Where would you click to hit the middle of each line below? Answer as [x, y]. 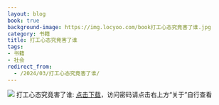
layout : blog [27, 14]
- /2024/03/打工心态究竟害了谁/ [57, 73]
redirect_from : [30, 67]
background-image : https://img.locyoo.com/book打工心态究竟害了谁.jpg [109, 27]
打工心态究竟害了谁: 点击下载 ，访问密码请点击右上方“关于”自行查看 [114, 94]
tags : [15, 47]
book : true [23, 21]
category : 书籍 [29, 34]
